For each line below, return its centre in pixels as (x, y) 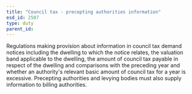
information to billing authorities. (47, 85)
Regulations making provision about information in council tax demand (94, 46)
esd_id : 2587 (23, 18)
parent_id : (20, 29)
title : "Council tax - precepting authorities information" (84, 12)
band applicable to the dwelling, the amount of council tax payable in (92, 59)
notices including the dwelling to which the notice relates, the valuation (95, 53)
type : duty (20, 23)
